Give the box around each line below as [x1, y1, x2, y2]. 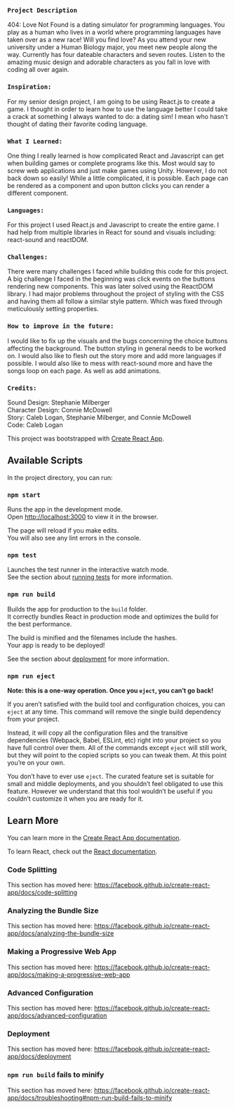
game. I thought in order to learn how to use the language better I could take [7, 105, 228, 113]
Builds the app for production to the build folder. [7, 604, 148, 613]
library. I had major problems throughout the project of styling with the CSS [7, 290, 224, 298]
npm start [7, 490, 41, 499]
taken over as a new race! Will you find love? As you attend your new [7, 35, 207, 44]
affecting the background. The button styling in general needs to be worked [7, 344, 227, 353]
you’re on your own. [7, 759, 65, 767]
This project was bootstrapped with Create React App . [7, 434, 165, 443]
